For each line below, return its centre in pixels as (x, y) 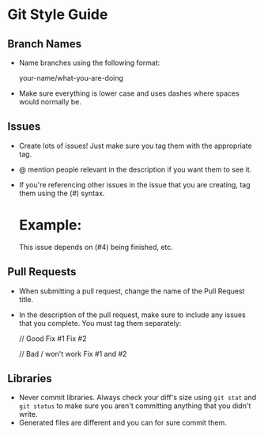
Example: (50, 225)
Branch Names (45, 44)
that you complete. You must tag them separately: (100, 323)
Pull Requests (42, 272)
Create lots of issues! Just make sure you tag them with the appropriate (135, 146)
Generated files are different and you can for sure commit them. (123, 423)
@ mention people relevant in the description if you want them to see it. (135, 169)
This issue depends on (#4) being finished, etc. (96, 247)
